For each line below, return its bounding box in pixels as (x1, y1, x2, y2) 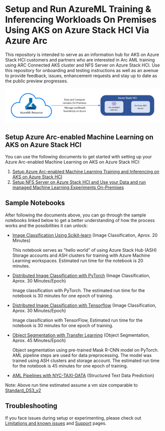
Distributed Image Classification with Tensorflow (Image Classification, (12, 302, 157, 308)
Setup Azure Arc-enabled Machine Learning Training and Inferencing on (12, 169, 160, 175)
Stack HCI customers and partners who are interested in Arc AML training (5, 57, 155, 63)
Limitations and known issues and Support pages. (5, 420, 107, 426)
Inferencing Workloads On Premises (5, 14, 157, 25)
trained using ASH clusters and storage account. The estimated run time (12, 358, 160, 363)
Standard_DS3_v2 (5, 387, 41, 393)
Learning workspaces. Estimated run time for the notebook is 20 (12, 257, 143, 264)
